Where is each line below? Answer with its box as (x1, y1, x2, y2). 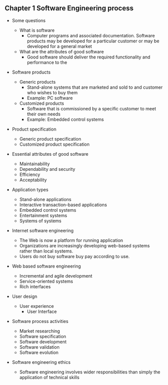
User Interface (27, 308, 57, 314)
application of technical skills (19, 374, 80, 380)
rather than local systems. (19, 248, 73, 254)
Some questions (12, 17, 46, 23)
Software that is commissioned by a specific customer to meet (27, 105, 156, 111)
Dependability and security (19, 166, 76, 172)
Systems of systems (19, 218, 62, 224)
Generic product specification (19, 136, 81, 142)
